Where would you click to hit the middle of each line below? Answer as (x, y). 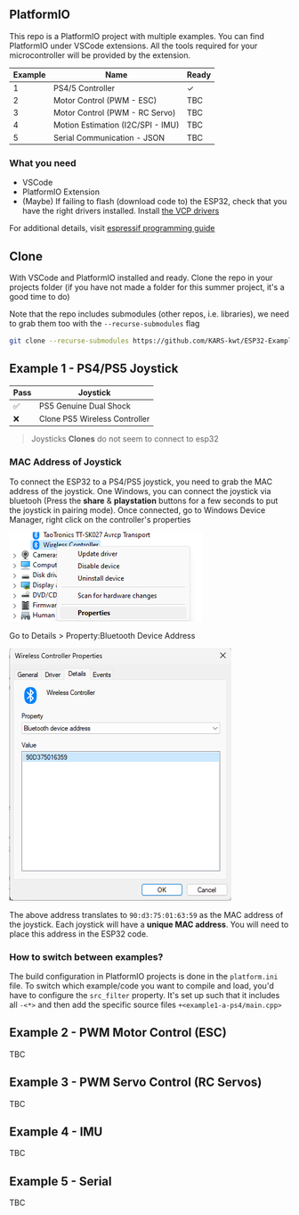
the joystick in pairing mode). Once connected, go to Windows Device (137, 510)
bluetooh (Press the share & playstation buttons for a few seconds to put (144, 500)
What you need (43, 162)
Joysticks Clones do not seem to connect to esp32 (125, 439)
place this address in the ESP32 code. (79, 934)
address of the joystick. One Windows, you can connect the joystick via (140, 491)
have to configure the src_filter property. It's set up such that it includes (145, 995)
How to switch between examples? (86, 956)
